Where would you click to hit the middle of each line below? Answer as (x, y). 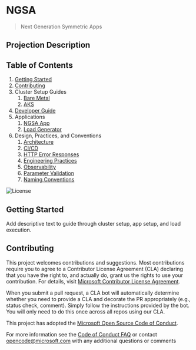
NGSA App (36, 123)
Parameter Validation (49, 173)
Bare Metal (36, 98)
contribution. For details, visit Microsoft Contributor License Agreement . (93, 281)
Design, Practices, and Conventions (58, 136)
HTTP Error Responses (51, 154)
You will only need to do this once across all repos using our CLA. (86, 311)
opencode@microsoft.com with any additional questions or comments (91, 341)
